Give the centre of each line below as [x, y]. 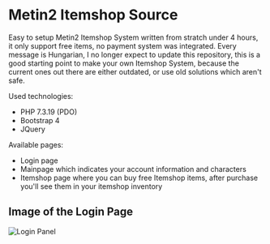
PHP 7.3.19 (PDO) [49, 112]
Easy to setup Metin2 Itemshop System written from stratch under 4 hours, [133, 37]
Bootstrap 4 [40, 120]
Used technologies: [41, 96]
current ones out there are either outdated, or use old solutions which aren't [135, 71]
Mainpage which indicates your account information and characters [133, 169]
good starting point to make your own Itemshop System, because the [124, 63]
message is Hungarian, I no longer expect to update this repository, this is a [135, 54]
